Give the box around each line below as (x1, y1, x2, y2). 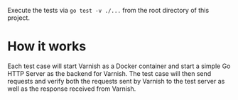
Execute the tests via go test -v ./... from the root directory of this (7, 6, 210, 14)
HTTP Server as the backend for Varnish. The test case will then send (7, 69, 212, 77)
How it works (7, 38, 87, 55)
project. (7, 13, 31, 22)
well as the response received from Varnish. (7, 84, 136, 93)
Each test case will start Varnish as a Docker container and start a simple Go (7, 62, 231, 70)
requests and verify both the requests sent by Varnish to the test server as (7, 77, 225, 85)
